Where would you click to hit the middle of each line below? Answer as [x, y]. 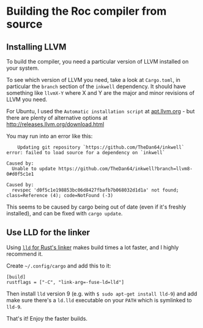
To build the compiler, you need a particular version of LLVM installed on [98, 61]
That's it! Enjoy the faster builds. [47, 318]
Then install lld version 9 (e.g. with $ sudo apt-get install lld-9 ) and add [102, 293]
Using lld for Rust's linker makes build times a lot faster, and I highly [93, 247]
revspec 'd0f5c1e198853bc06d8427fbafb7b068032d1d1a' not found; [95, 190]
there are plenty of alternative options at [57, 118]
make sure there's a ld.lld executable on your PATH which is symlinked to [99, 300]
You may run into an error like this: [50, 136]
